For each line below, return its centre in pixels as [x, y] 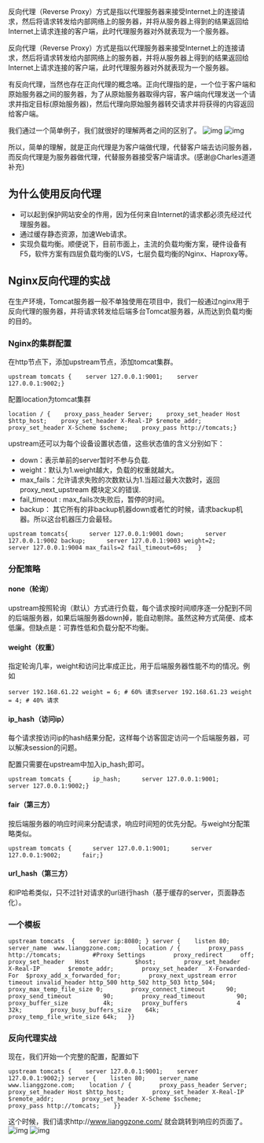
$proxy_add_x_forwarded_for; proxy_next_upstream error [131, 976]
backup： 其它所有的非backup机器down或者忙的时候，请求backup [128, 509]
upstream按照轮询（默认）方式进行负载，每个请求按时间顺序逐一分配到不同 [130, 608]
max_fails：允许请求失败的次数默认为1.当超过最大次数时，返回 [119, 480]
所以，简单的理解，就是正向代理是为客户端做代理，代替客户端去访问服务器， [132, 147]
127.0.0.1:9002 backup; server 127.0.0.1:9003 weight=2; [112, 541]
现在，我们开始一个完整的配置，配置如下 [73, 1057]
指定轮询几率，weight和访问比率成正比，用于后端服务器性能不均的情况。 [126, 666]
